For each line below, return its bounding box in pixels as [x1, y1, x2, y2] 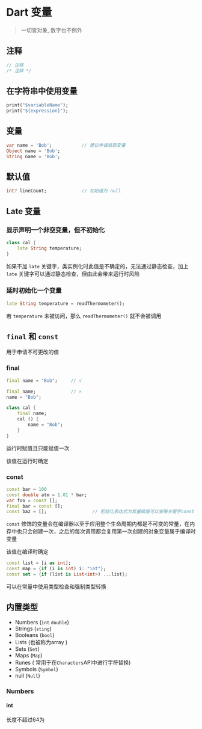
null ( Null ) [14, 672, 40, 679]
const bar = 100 [6, 486, 47, 492]
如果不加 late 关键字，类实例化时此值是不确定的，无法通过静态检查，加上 [6, 262, 189, 269]
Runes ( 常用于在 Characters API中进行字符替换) [14, 659, 131, 666]
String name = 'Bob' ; [6, 153, 61, 159]
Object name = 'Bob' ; [6, 148, 61, 154]
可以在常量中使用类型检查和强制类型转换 [6, 583, 106, 590]
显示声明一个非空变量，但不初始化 [6, 226, 105, 234]
